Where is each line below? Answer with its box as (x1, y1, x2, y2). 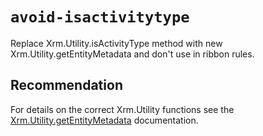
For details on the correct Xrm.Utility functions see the (10, 103, 235, 115)
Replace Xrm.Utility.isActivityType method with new (10, 37, 223, 49)
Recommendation (10, 77, 123, 94)
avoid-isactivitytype (10, 8, 190, 27)
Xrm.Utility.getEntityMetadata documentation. (10, 114, 199, 126)
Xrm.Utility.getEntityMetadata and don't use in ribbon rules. (10, 48, 255, 60)
